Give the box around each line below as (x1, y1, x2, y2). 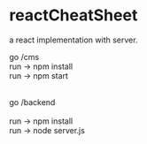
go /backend (9, 96, 56, 107)
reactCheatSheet (9, 5, 138, 26)
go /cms (9, 51, 40, 62)
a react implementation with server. (9, 34, 138, 45)
